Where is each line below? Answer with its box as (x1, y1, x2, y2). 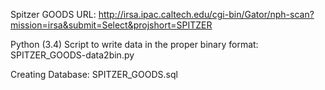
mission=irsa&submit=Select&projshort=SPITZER (10, 19, 213, 31)
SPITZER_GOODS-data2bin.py (10, 49, 135, 61)
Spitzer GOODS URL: (10, 9, 97, 20)
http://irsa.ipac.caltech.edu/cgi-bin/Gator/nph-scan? (98, 9, 315, 20)
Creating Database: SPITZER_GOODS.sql (10, 69, 178, 80)
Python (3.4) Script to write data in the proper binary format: (10, 39, 259, 50)
